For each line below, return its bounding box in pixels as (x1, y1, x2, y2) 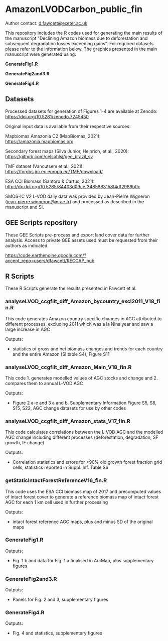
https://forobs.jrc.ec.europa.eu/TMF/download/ (5, 168, 103, 174)
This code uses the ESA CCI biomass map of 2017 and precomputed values (5, 488, 161, 494)
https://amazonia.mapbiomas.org (5, 138, 74, 144)
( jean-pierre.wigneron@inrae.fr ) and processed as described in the (5, 198, 144, 204)
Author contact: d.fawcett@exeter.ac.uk (5, 20, 88, 26)
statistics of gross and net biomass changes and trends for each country (12, 345, 163, 352)
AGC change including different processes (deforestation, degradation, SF (5, 434, 159, 440)
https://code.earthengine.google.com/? (5, 252, 87, 258)
